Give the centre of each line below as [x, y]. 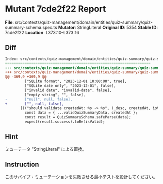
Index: [12, 59]
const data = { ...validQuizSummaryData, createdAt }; [81, 113]
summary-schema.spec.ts [31, 27]
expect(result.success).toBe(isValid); [65, 122]
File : [9, 22]
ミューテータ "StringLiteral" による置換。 [46, 149]
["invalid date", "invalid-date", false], [68, 90]
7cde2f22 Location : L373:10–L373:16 [42, 32]
